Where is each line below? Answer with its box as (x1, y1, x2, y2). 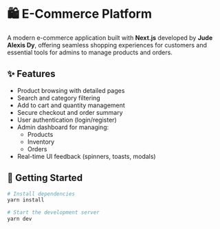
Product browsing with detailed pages (16, 86, 125, 94)
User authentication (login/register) (16, 116, 117, 124)
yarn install (7, 197, 45, 204)
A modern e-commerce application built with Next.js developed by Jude (7, 33, 213, 42)
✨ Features (7, 68, 56, 80)
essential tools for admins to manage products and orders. (7, 48, 173, 56)
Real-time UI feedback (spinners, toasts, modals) (16, 152, 156, 160)
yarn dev (7, 215, 32, 223)
